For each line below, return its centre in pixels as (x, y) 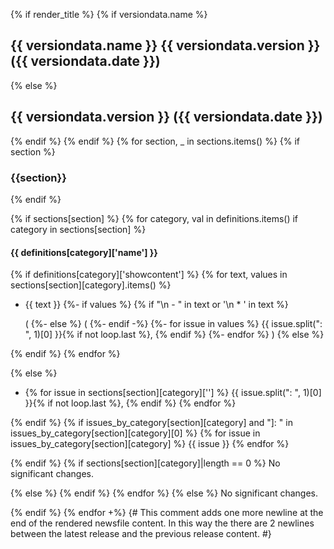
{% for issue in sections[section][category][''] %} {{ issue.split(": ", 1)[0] (173, 393)
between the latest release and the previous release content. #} (141, 534)
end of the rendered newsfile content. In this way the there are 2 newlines (162, 523)
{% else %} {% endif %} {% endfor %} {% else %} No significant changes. (164, 493)
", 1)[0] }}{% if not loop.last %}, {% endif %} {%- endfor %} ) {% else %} (174, 335)
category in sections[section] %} (78, 229)
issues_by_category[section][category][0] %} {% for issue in (135, 433)
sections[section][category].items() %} (91, 285)
